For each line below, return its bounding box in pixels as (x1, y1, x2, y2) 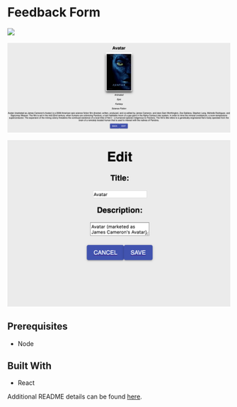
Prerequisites (7, 320, 68, 332)
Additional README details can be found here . (7, 392, 143, 401)
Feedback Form (7, 4, 101, 21)
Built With (7, 359, 52, 371)
